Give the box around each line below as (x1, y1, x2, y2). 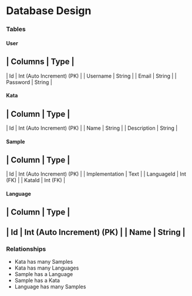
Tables (6, 25, 26, 33)
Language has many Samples (14, 283, 86, 290)
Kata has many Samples (14, 258, 73, 265)
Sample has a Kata (14, 277, 60, 284)
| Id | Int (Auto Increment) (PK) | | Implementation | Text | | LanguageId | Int (6, 170, 186, 177)
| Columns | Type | (6, 57, 75, 67)
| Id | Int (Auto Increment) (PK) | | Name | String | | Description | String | (6, 125, 178, 132)
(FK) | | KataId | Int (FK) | (6, 177, 66, 184)
